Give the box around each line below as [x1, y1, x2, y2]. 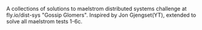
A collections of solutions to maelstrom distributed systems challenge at [6, 5, 187, 12]
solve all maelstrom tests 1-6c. [6, 18, 83, 25]
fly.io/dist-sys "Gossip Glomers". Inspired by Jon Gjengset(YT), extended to [6, 11, 197, 19]
